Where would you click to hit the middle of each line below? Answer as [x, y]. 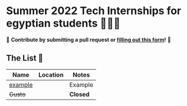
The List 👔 [25, 58]
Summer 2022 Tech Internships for [94, 11]
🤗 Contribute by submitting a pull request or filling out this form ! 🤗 [88, 39]
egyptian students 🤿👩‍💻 [63, 23]
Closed [79, 94]
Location [51, 75]
